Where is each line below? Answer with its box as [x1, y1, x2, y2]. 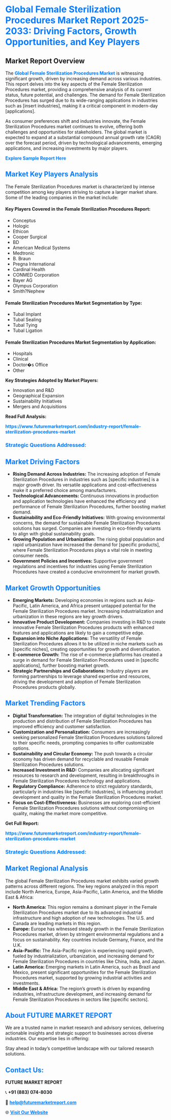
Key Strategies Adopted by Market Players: [5, 377, 99, 384]
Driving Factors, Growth [33, 26, 137, 37]
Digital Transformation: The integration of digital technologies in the [12, 712, 157, 719]
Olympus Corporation [12, 283, 59, 289]
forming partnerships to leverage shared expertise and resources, [12, 673, 151, 679]
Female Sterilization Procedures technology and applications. [12, 777, 141, 783]
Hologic [12, 223, 30, 229]
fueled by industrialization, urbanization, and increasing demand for [12, 953, 155, 959]
